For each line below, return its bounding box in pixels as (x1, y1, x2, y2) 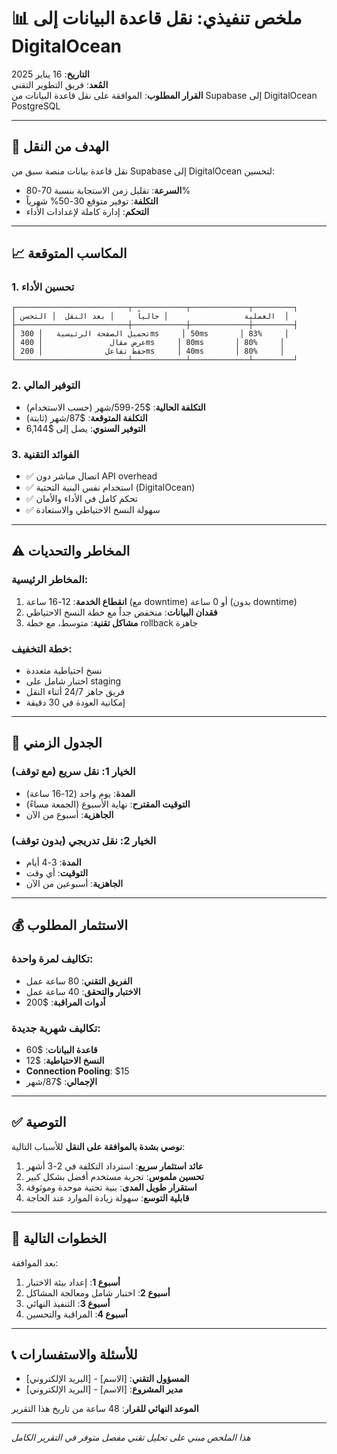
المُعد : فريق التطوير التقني (11, 78, 109, 90)
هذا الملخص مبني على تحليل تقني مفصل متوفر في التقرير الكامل (11, 1431, 251, 1444)
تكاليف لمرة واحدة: (11, 952, 94, 966)
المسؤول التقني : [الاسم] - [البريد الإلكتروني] (25, 1373, 190, 1385)
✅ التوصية (11, 1114, 67, 1131)
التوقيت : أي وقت (25, 867, 89, 879)
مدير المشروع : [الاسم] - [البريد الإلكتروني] (25, 1383, 184, 1395)
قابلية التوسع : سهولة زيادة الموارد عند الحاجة (25, 1191, 190, 1204)
